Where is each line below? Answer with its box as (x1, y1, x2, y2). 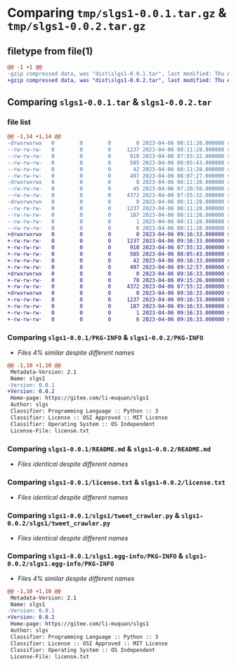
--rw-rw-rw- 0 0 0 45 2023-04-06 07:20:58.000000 (7, 185, 225, 192)
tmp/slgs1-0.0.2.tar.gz (7, 20, 146, 33)
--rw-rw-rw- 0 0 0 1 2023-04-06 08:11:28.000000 (7, 218, 225, 225)
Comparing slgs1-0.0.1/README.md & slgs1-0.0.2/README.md (7, 444, 211, 453)
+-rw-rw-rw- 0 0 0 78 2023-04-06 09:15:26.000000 (7, 277, 225, 284)
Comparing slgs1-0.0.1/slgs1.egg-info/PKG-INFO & (7, 551, 184, 561)
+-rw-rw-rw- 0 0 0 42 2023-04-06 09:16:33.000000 (7, 257, 225, 264)
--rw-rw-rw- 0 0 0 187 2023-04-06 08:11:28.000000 (7, 211, 225, 218)
